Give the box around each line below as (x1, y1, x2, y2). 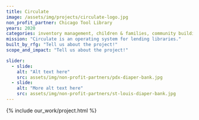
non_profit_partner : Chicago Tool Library (6, 20, 113, 25)
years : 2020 (6, 25, 36, 31)
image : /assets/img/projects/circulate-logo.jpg (6, 14, 129, 20)
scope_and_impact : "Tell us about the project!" (6, 47, 129, 53)
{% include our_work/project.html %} (6, 107, 97, 114)
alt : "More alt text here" (17, 85, 84, 92)
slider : (6, 57, 25, 64)
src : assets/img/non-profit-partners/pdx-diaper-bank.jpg (17, 74, 163, 80)
